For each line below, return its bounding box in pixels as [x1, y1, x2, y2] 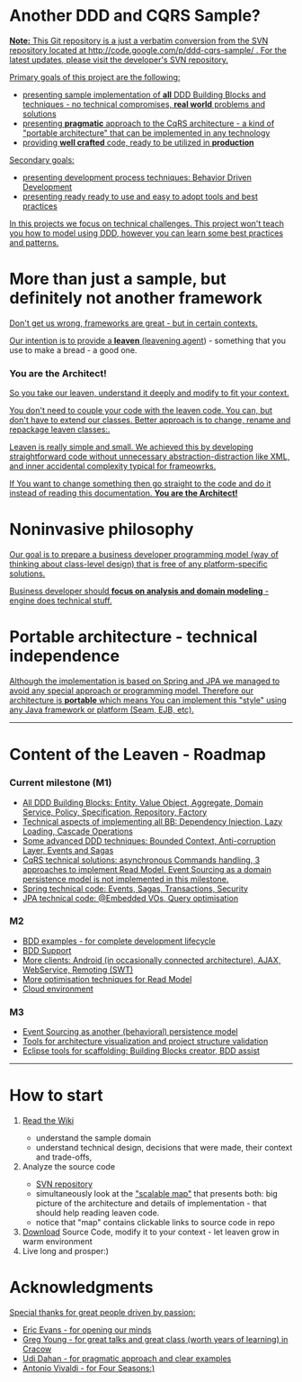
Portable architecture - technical [9, 627, 258, 647]
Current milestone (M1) [9, 776, 112, 789]
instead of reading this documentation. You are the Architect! [9, 488, 238, 499]
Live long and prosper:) [22, 1246, 110, 1257]
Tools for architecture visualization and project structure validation [22, 1036, 269, 1047]
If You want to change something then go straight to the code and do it [9, 478, 271, 489]
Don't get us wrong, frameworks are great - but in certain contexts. [9, 317, 258, 329]
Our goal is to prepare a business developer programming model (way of [9, 549, 279, 560]
